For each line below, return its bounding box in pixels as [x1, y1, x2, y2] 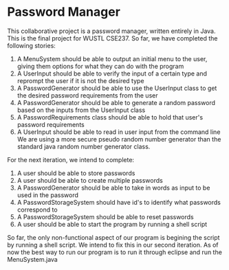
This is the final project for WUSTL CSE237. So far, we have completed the [7, 34, 218, 42]
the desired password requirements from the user [17, 91, 158, 100]
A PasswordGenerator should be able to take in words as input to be [17, 183, 210, 192]
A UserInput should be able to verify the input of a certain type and [17, 69, 208, 78]
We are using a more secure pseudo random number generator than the [17, 135, 221, 143]
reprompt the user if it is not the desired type [17, 76, 144, 85]
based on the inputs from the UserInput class [17, 106, 146, 114]
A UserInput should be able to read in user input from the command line [17, 128, 221, 136]
